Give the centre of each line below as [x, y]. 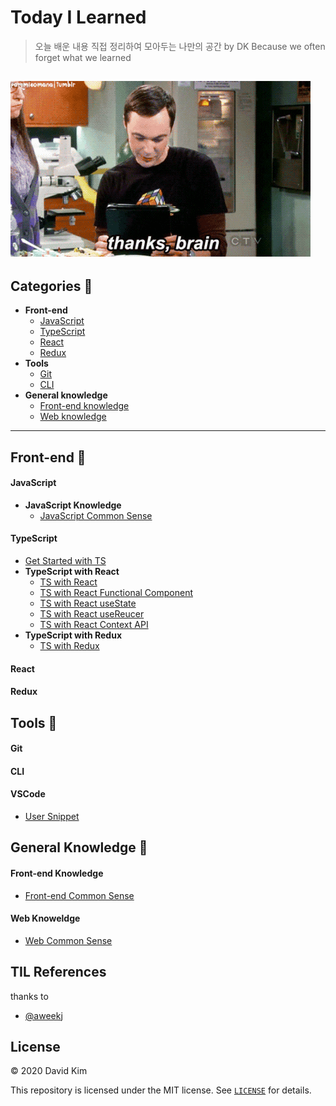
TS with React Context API [94, 624]
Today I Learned [78, 17]
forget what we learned [83, 57]
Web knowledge [73, 417]
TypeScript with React [72, 571]
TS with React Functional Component [116, 592]
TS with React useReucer [92, 613]
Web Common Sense [68, 940]
